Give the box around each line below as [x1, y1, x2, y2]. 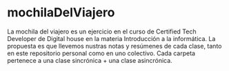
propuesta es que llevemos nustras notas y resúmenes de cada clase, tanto [7, 42, 222, 50]
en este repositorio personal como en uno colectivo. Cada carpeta [7, 49, 195, 57]
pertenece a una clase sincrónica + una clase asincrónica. [7, 56, 172, 64]
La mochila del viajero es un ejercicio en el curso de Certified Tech [7, 27, 197, 35]
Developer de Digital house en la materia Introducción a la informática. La [7, 34, 216, 42]
